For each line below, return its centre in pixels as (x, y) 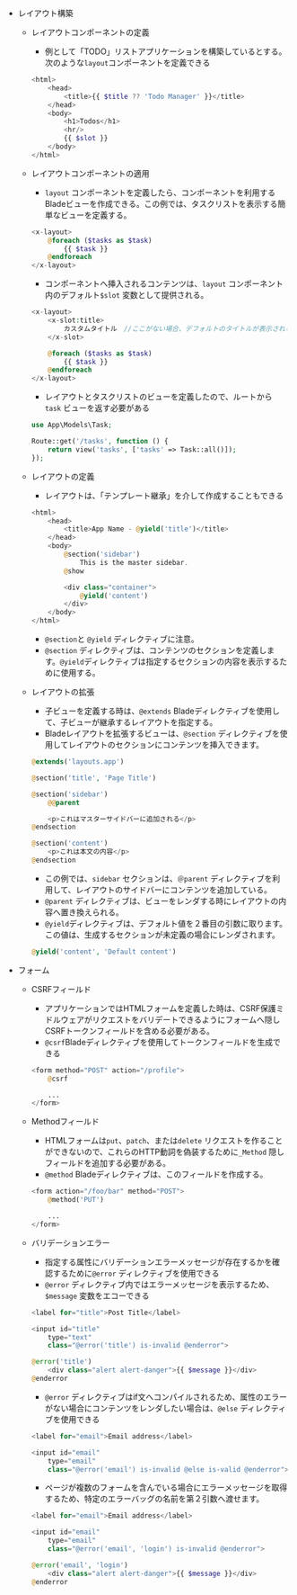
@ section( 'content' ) (70, 844)
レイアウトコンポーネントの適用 (90, 173)
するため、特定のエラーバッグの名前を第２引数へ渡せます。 (154, 1499)
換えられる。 (100, 912)
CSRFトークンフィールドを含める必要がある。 (130, 1030)
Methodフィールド (65, 1122)
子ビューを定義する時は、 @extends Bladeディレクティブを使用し (162, 711)
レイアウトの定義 (63, 476)
